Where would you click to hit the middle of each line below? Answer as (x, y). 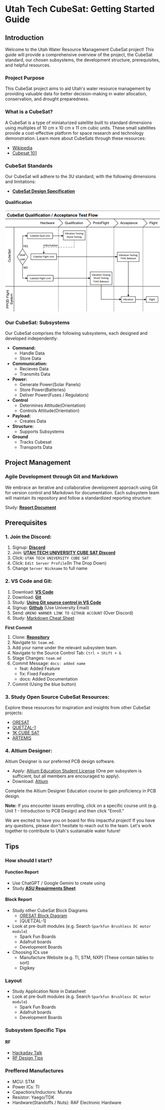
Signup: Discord (29, 547)
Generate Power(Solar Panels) (50, 385)
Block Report (19, 900)
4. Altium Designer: (29, 750)
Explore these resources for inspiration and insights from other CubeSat (78, 707)
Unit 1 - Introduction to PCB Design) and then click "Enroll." (65, 811)
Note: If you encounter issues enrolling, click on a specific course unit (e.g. (81, 806)
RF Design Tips (27, 1058)
